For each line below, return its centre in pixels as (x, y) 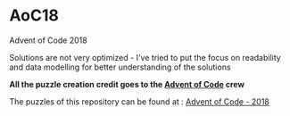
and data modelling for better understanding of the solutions (120, 67)
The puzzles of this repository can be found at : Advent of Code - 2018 (139, 101)
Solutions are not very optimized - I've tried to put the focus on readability (145, 57)
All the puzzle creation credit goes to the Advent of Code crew (127, 84)
